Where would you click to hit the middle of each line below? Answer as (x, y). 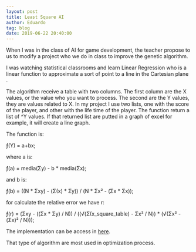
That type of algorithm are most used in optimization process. (81, 243)
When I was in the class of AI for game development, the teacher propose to (98, 50)
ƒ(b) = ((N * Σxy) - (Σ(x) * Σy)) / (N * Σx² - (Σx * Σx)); (70, 191)
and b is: (16, 180)
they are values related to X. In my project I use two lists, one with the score (98, 104)
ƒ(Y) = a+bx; (21, 146)
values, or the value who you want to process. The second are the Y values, (98, 98)
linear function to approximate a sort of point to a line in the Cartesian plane (97, 74)
